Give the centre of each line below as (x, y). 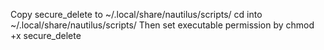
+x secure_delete (46, 35)
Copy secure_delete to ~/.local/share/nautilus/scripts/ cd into (136, 14)
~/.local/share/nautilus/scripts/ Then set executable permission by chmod (162, 25)
